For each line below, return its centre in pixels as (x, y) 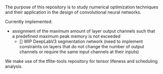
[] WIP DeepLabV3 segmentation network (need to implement (81, 41)
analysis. (14, 66)
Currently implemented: (29, 22)
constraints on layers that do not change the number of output (82, 46)
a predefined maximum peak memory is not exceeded (66, 36)
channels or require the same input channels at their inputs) (79, 52)
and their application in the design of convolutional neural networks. (73, 12)
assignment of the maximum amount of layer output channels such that (83, 31)
